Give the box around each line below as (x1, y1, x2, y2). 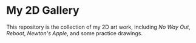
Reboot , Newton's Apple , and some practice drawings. (6, 29, 143, 36)
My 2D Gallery (6, 4, 80, 17)
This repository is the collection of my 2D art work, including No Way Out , (6, 23, 191, 30)
